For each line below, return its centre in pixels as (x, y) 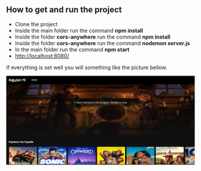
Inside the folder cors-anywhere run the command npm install (92, 37)
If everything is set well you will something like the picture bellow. (87, 67)
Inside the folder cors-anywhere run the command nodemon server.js (102, 43)
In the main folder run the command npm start (72, 49)
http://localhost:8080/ (42, 55)
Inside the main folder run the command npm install (79, 30)
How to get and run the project (64, 10)
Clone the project (36, 24)
